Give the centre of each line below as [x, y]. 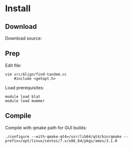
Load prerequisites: [25, 87]
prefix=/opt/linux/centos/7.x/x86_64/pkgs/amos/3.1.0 [61, 141]
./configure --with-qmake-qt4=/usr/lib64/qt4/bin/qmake [63, 137]
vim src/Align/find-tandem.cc [36, 74]
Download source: [24, 38]
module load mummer [25, 101]
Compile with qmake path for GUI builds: [46, 127]
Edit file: [13, 65]
